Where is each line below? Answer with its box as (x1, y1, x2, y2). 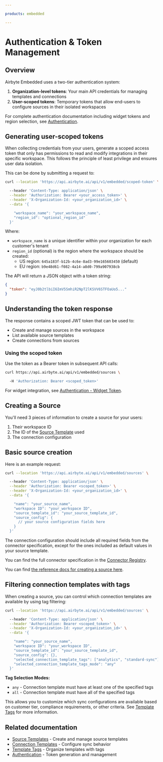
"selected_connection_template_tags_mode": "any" (14, 662, 116, 666)
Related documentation (5, 723, 78, 731)
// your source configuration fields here (17, 520, 105, 525)
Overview (5, 66, 35, 74)
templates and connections (12, 93, 67, 99)
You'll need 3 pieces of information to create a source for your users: (5, 414, 143, 420)
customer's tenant (12, 243, 49, 249)
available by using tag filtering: (5, 598, 66, 604)
